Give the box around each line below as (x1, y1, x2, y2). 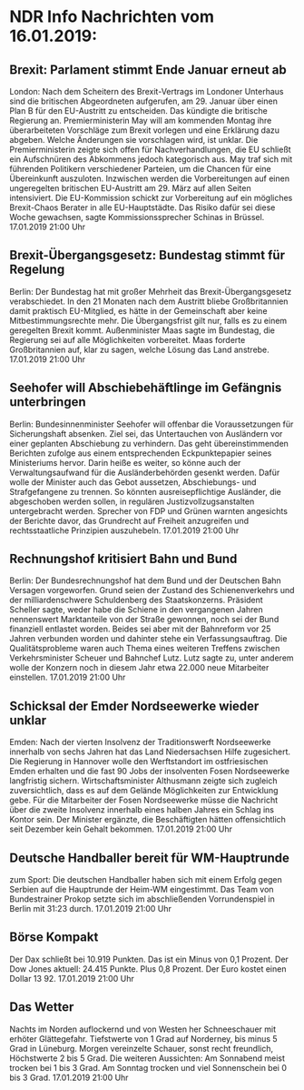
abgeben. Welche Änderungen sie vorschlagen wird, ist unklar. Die (9, 135, 259, 145)
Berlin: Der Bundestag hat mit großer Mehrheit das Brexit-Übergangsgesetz (9, 286, 292, 297)
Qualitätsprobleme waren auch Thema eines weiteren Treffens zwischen (9, 643, 280, 654)
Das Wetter (9, 999, 74, 1015)
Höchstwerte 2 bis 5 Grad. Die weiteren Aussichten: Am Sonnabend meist (9, 1053, 286, 1064)
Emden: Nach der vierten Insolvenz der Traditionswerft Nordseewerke (9, 737, 271, 748)
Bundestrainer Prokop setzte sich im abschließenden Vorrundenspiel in (9, 893, 275, 904)
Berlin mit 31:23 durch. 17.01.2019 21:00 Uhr (9, 903, 172, 914)
